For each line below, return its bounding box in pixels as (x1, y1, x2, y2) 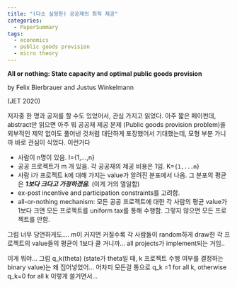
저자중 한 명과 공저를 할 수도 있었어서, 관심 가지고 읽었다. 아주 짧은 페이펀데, (7, 111, 216, 120)
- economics (13, 37, 50, 44)
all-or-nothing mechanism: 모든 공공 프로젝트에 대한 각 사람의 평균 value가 (17, 197, 228, 206)
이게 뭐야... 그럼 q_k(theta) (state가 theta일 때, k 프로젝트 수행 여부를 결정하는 (7, 254, 224, 262)
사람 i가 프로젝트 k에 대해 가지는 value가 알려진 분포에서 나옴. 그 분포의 (17, 171, 214, 179)
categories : (7, 17, 42, 24)
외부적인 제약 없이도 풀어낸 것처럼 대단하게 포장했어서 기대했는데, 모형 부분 (7, 129, 214, 137)
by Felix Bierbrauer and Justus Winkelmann (7, 83, 134, 91)
